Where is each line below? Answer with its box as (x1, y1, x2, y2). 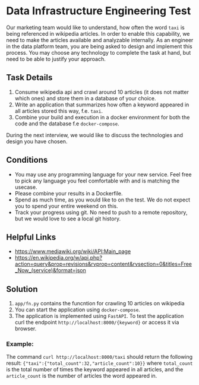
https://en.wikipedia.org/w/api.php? (14, 254, 103, 261)
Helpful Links (6, 232, 56, 242)
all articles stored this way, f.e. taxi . (14, 107, 103, 114)
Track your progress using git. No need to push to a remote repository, (14, 209, 188, 216)
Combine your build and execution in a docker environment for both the (14, 113, 190, 121)
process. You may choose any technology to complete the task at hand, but (6, 49, 191, 56)
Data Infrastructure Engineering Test (6, 4, 191, 18)
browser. (14, 325, 37, 332)
